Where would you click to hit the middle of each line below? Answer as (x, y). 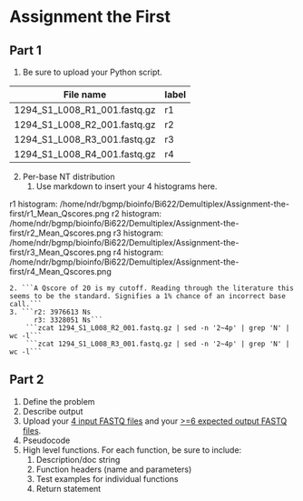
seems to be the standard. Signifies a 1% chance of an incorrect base (147, 296)
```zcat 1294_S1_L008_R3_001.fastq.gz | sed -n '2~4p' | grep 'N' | (158, 344)
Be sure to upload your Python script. (93, 72)
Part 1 (26, 50)
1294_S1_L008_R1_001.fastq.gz (85, 110)
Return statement (68, 488)
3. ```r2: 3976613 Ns (50, 312)
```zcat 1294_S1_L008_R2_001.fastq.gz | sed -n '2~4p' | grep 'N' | (158, 328)
